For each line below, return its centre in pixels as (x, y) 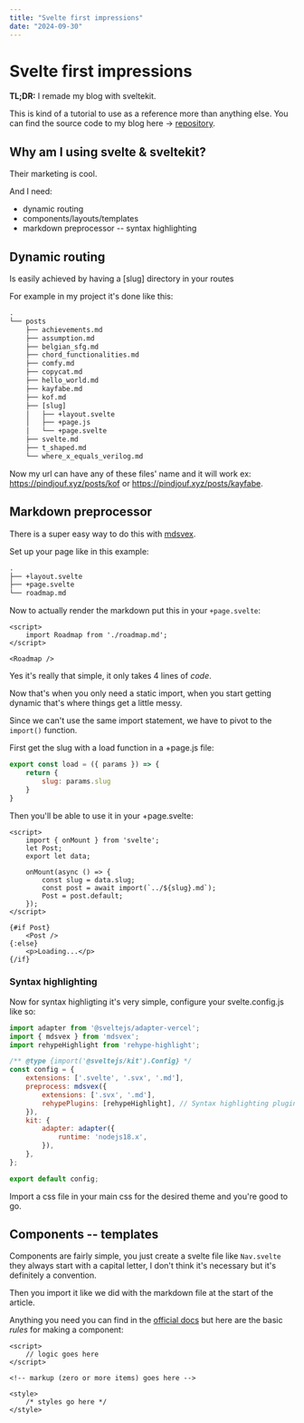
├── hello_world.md (62, 381)
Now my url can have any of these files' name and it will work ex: (130, 474)
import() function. (43, 731)
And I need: (31, 191)
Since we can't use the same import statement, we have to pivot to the (141, 721)
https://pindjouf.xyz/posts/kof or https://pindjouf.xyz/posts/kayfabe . (137, 483)
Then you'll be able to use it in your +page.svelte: (101, 815)
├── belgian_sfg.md (62, 347)
